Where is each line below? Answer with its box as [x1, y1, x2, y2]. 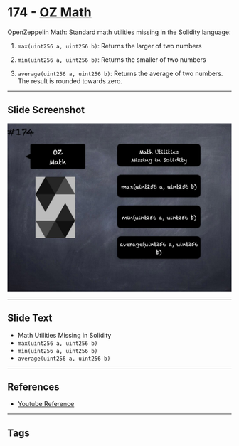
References [7, 381, 60, 393]
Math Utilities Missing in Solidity [17, 331, 112, 339]
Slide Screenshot [7, 104, 85, 116]
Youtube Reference [17, 400, 75, 408]
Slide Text [7, 312, 53, 324]
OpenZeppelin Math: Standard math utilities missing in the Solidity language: [7, 28, 231, 36]
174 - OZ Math [7, 4, 92, 21]
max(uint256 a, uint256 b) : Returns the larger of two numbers [17, 41, 202, 50]
